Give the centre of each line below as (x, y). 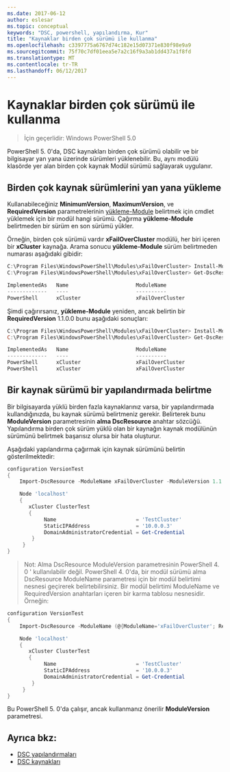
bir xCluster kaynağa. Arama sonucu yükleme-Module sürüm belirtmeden (112, 247)
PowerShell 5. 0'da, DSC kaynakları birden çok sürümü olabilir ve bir (103, 152)
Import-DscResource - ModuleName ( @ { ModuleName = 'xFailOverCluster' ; (117, 626)
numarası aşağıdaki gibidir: (45, 254)
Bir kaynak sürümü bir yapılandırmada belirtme (110, 390)
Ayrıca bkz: (32, 738)
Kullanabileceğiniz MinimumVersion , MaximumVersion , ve (91, 204)
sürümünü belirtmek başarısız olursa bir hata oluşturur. (84, 435)
